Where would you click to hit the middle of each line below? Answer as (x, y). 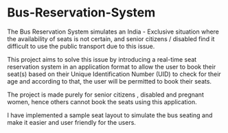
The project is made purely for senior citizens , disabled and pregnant (105, 95)
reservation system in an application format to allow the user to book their (112, 66)
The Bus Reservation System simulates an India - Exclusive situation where (113, 32)
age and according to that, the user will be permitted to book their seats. (109, 81)
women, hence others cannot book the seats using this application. (102, 101)
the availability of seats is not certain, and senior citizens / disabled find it (111, 38)
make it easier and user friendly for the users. (71, 122)
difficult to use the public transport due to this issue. (81, 46)
